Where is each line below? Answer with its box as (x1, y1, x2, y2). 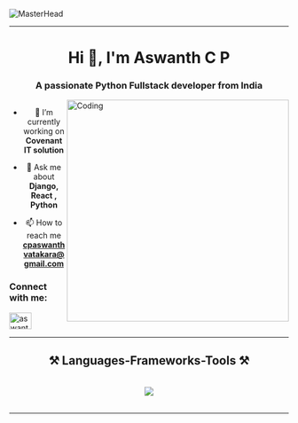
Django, (28, 181, 59, 192)
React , (30, 191, 58, 201)
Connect (9, 280, 47, 293)
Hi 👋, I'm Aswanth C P (67, 48, 231, 68)
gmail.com (23, 258, 65, 270)
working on (23, 126, 65, 137)
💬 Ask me (26, 162, 62, 173)
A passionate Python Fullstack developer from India (35, 80, 263, 92)
